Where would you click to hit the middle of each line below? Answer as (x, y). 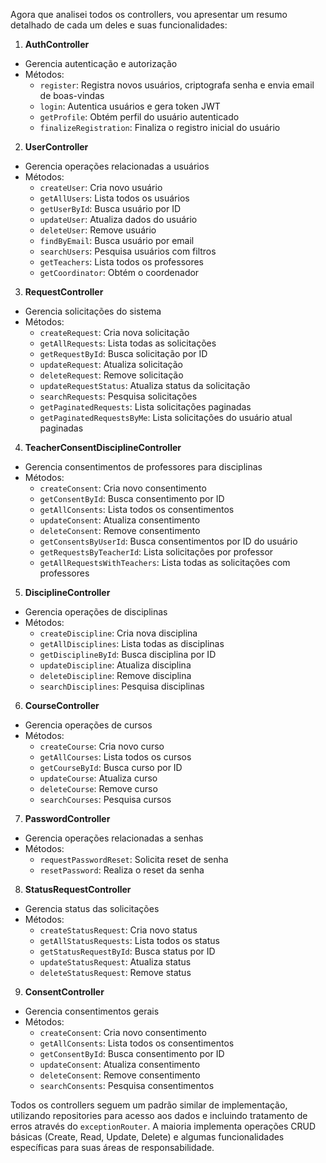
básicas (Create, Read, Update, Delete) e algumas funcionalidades (147, 1137)
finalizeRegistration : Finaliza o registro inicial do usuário (160, 127)
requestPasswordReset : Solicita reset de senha (134, 859)
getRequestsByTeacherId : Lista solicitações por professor (156, 552)
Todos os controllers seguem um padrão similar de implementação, (149, 1105)
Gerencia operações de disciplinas (96, 612)
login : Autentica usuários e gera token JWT (130, 106)
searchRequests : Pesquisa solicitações (118, 396)
